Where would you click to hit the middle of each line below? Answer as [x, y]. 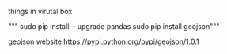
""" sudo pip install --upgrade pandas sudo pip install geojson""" [114, 26]
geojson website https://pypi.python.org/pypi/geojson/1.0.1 [104, 41]
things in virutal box [40, 11]
